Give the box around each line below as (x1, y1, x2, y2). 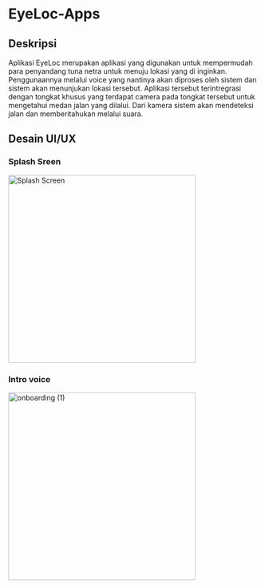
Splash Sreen (8, 156, 61, 167)
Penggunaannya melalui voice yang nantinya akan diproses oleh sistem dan (8, 75, 257, 84)
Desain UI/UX (8, 132, 77, 146)
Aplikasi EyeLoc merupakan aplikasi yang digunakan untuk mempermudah (8, 58, 253, 67)
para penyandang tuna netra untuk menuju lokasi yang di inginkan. (8, 66, 227, 76)
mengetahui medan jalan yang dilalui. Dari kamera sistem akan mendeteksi (8, 101, 254, 110)
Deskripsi (8, 37, 57, 50)
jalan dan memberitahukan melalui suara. (8, 109, 144, 119)
